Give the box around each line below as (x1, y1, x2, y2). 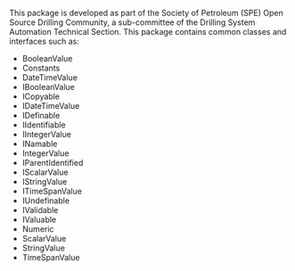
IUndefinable (21, 195, 70, 206)
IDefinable (21, 111, 61, 120)
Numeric (21, 224, 54, 234)
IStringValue (21, 177, 68, 186)
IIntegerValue (21, 129, 71, 139)
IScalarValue (21, 167, 69, 177)
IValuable (21, 214, 57, 225)
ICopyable (21, 91, 61, 102)
